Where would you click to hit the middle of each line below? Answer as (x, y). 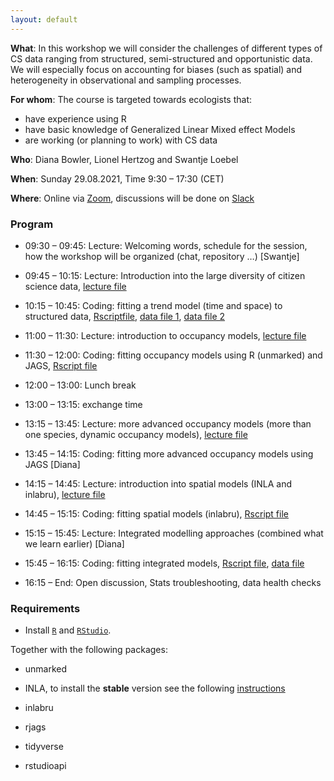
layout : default (44, 19)
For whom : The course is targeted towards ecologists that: (131, 99)
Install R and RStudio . (68, 630)
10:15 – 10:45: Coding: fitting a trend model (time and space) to (153, 305)
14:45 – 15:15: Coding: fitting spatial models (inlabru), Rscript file (156, 513)
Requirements (45, 608)
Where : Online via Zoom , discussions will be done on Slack (132, 198)
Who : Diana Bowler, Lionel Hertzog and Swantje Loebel (124, 159)
